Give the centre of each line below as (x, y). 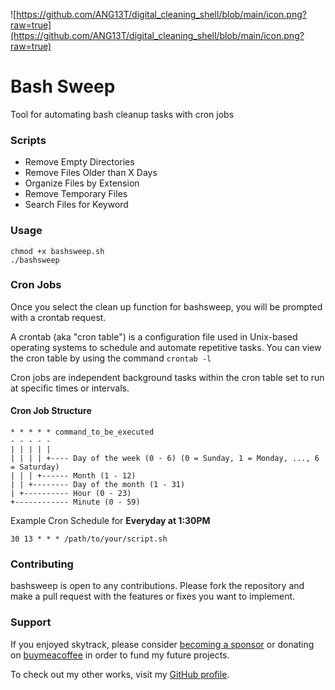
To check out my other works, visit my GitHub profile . (120, 674)
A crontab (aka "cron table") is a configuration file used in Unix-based (154, 336)
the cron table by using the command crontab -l (111, 358)
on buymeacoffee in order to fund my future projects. (120, 655)
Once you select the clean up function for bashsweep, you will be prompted (166, 306)
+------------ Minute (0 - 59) (75, 502)
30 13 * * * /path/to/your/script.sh (89, 539)
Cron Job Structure (51, 411)
